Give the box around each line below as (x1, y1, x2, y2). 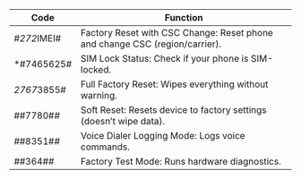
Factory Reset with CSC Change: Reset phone (80, 27, 273, 38)
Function (164, 12, 203, 23)
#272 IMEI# (13, 32, 62, 44)
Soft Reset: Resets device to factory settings (80, 104, 267, 115)
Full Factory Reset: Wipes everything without (80, 78, 269, 90)
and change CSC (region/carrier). (80, 38, 222, 50)
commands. (80, 141, 131, 153)
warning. (80, 89, 118, 101)
